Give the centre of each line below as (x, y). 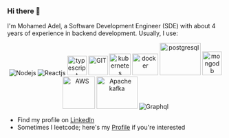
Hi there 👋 (24, 11)
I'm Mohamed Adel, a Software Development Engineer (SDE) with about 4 (111, 26)
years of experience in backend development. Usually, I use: (93, 33)
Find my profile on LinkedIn (56, 120)
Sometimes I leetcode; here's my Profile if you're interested (101, 128)
